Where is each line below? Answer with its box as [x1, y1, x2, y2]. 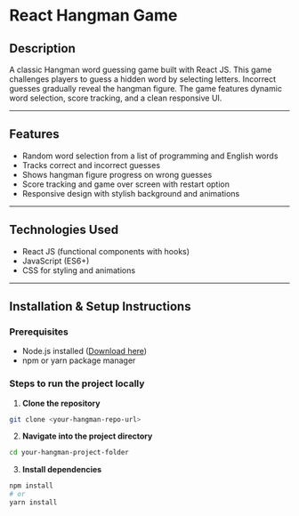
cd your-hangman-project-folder [9, 448, 129, 457]
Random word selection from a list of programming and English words [21, 150, 279, 161]
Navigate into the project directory [21, 431, 153, 441]
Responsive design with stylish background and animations [21, 188, 240, 198]
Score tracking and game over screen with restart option [21, 179, 230, 189]
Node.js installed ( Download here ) [21, 346, 148, 357]
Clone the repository [21, 398, 101, 408]
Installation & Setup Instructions [9, 299, 191, 314]
